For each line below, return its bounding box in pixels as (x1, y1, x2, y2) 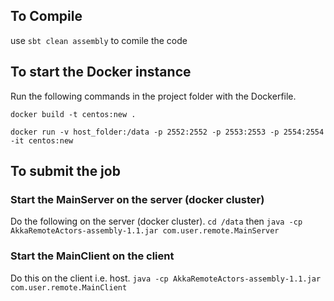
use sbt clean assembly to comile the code (10, 34, 188, 46)
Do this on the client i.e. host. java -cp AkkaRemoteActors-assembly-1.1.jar (10, 272, 322, 284)
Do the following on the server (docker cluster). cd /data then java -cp (10, 215, 303, 228)
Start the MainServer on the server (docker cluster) (10, 192, 265, 206)
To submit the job (10, 163, 121, 180)
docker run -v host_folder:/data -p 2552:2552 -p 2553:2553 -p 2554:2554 (10, 127, 325, 137)
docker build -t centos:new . (10, 109, 137, 119)
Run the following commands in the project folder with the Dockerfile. (10, 90, 297, 102)
